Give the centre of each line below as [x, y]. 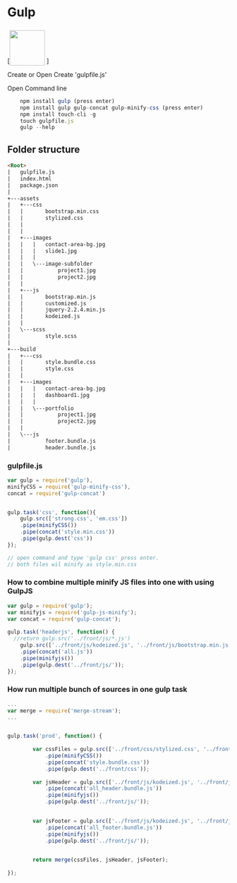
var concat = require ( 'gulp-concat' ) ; [64, 619]
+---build [22, 349]
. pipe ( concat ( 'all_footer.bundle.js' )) [103, 827]
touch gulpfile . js [47, 121]
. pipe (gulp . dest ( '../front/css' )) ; [97, 769]
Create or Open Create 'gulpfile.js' [57, 74]
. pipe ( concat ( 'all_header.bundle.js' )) [103, 788]
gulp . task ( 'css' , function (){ [52, 512]
